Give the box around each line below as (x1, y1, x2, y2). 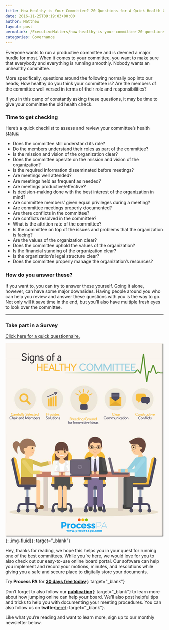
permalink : (5, 29, 28, 35)
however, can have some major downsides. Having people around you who (5, 288, 161, 294)
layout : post (5, 24, 33, 29)
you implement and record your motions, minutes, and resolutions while (5, 563, 154, 569)
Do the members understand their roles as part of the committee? (12, 146, 149, 152)
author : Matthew (5, 19, 39, 24)
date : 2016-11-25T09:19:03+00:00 (5, 13, 75, 19)
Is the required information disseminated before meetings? (12, 167, 134, 173)
